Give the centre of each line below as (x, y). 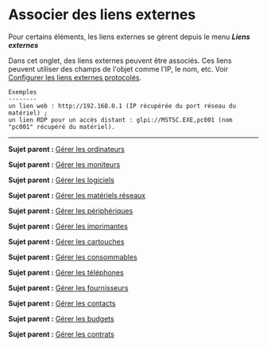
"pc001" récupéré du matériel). (62, 127)
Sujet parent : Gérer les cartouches (66, 241)
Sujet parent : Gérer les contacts (62, 303)
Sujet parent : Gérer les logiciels (62, 180)
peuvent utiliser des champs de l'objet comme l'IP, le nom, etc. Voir (118, 68)
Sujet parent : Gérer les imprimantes (68, 226)
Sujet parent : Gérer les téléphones (66, 272)
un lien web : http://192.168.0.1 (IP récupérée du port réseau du (122, 106)
